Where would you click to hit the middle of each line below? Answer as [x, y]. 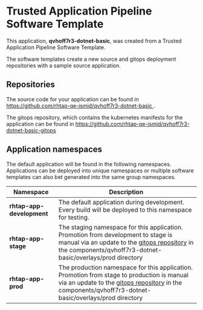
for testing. [74, 217]
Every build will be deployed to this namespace [125, 209]
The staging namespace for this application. [121, 227]
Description [126, 192]
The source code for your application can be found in [72, 99]
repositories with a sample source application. [63, 66]
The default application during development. [121, 202]
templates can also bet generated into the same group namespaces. [91, 177]
